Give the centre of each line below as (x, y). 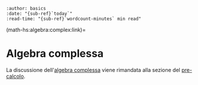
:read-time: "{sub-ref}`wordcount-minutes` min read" (74, 19)
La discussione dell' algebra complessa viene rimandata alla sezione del (93, 70)
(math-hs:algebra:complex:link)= (46, 30)
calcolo (15, 76)
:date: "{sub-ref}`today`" (39, 14)
